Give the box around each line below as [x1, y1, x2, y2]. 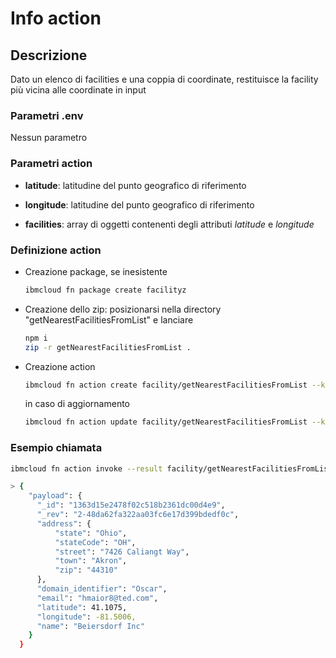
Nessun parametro [10, 132, 88, 144]
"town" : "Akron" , [54, 556, 128, 566]
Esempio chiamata [10, 441, 103, 455]
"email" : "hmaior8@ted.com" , [36, 593, 159, 603]
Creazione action [24, 360, 96, 372]
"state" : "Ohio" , [54, 528, 128, 538]
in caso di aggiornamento [24, 398, 130, 410]
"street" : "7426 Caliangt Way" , [54, 547, 190, 557]
